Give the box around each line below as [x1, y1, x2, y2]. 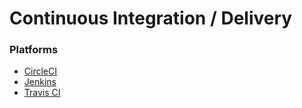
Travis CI [23, 87, 61, 99]
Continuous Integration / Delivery [9, 7, 293, 30]
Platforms [9, 43, 59, 57]
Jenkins [23, 76, 57, 88]
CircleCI [23, 65, 57, 77]
